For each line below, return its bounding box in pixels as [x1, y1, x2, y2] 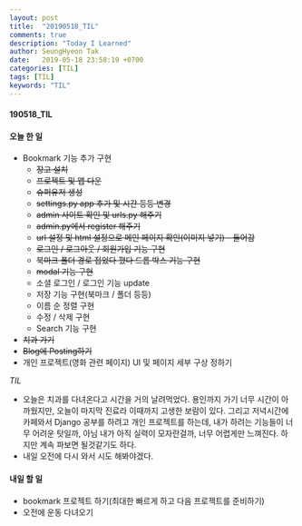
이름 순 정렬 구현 [35, 301, 95, 312]
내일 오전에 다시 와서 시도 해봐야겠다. [22, 451, 154, 461]
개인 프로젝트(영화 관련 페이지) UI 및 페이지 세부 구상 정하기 [22, 357, 233, 368]
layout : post [9, 13, 59, 23]
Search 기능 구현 [35, 323, 97, 334]
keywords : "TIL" [9, 81, 71, 90]
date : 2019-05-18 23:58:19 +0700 [9, 55, 144, 65]
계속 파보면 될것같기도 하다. [39, 440, 137, 451]
